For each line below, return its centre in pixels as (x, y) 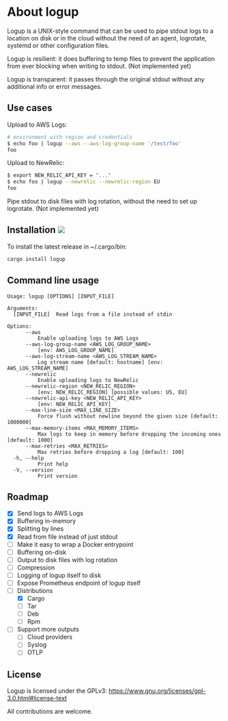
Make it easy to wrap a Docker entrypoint (75, 544)
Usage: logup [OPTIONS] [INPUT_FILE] (61, 296)
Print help (53, 464)
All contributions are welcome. (50, 711)
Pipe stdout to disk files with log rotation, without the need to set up (102, 201)
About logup (43, 12)
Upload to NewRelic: (36, 163)
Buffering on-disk (42, 552)
